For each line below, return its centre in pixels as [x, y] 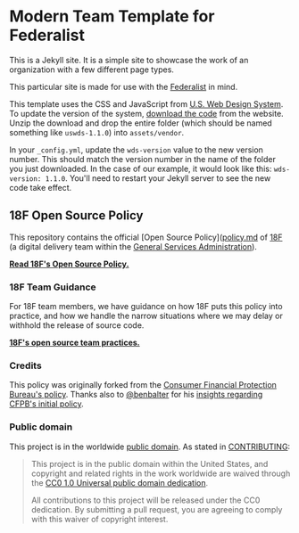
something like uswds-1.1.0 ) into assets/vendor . [97, 132]
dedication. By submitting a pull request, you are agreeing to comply [157, 509]
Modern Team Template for [112, 16]
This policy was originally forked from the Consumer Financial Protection [143, 385]
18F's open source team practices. [75, 343]
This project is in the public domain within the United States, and [149, 463]
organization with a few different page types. [91, 70]
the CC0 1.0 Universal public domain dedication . [120, 482]
